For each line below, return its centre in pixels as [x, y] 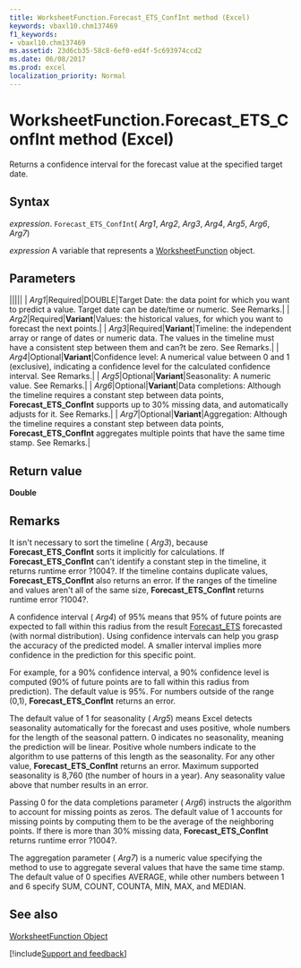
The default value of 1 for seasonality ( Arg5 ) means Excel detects [131, 718]
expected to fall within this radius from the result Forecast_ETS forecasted [146, 626]
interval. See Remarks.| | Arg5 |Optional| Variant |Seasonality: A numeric [140, 376]
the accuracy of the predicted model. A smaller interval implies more [136, 645]
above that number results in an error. [79, 784]
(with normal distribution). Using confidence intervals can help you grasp [144, 635]
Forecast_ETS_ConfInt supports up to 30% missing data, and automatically [149, 405]
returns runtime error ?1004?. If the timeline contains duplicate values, [139, 571]
